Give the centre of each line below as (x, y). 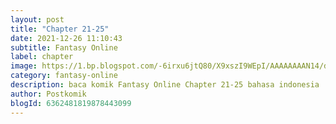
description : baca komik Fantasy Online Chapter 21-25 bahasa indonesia (165, 85)
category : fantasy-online (64, 76)
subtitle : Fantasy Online (64, 47)
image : (24, 66)
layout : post (37, 19)
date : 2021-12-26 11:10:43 (66, 38)
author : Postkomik (48, 94)
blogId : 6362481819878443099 (71, 103)
